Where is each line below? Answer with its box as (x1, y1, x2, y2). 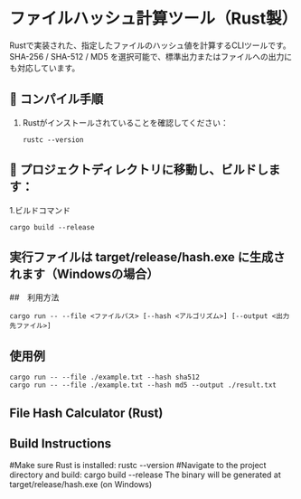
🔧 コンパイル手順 (9, 91, 104, 107)
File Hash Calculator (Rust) (9, 405, 164, 420)
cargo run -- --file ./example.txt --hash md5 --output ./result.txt (9, 381, 277, 390)
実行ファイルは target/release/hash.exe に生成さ (9, 249, 286, 265)
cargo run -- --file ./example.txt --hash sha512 (9, 372, 201, 382)
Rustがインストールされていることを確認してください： (22, 117, 229, 127)
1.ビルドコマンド (9, 204, 71, 215)
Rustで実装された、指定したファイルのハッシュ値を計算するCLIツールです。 (9, 40, 291, 51)
